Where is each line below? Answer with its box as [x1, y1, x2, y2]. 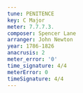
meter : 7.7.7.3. [7, 23, 54, 30]
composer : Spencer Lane [7, 29, 77, 37]
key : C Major [7, 17, 45, 24]
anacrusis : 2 [7, 50, 45, 57]
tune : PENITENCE [7, 10, 54, 17]
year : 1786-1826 [7, 43, 54, 50]
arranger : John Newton [7, 36, 73, 43]
